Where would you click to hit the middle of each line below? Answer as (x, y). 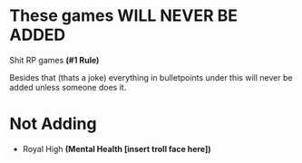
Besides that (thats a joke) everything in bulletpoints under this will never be (151, 77)
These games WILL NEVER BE (124, 16)
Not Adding (53, 124)
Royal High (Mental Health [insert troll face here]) (117, 149)
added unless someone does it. (68, 87)
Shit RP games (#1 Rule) (54, 60)
